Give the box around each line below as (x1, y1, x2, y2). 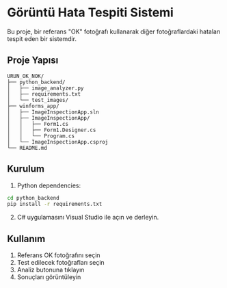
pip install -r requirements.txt (7, 200, 103, 208)
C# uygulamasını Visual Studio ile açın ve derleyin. (16, 213, 159, 222)
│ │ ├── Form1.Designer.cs (7, 127, 96, 133)
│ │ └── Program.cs (7, 132, 75, 140)
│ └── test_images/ (7, 96, 69, 103)
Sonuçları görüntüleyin (16, 273, 81, 281)
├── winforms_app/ (7, 103, 59, 109)
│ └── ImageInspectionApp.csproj (7, 138, 109, 145)
